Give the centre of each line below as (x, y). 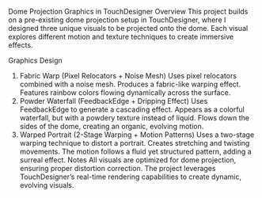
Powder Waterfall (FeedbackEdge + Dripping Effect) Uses (114, 101)
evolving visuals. (47, 185)
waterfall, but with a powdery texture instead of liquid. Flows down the (134, 118)
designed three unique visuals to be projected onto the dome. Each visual (128, 28)
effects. (21, 45)
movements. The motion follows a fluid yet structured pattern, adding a (135, 151)
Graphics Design (36, 60)
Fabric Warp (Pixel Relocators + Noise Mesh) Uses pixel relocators (128, 76)
